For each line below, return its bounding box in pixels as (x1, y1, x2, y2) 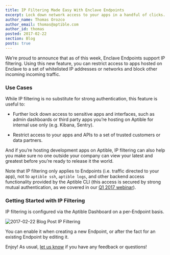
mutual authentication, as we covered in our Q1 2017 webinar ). (5, 184, 136, 190)
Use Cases (5, 84, 33, 91)
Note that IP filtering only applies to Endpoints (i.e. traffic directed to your (5, 168, 159, 174)
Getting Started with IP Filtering (5, 197, 85, 204)
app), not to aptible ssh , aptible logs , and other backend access (5, 174, 144, 180)
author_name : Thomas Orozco (5, 17, 65, 22)
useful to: (5, 101, 26, 108)
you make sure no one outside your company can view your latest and (5, 153, 153, 159)
